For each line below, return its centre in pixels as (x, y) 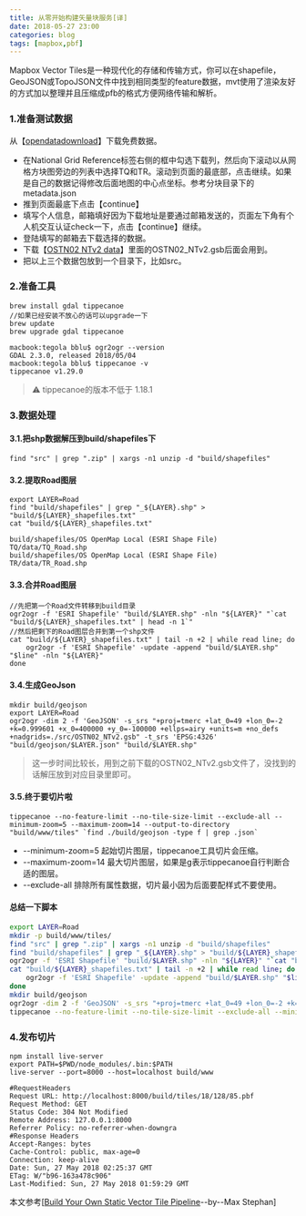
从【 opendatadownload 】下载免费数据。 (86, 140)
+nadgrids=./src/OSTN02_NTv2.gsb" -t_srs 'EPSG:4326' (114, 737)
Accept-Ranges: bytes (51, 1144)
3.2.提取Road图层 (43, 480)
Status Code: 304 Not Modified (69, 1112)
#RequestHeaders (40, 1088)
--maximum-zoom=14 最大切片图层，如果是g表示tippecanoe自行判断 (152, 862)
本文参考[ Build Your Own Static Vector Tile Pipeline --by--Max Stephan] (143, 1201)
